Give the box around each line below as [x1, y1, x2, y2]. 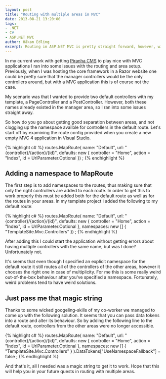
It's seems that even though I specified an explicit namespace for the [5, 259, 146, 265]
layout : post [5, 7, 32, 12]
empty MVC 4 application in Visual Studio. [5, 135, 91, 141]
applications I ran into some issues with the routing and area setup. [5, 63, 142, 69]
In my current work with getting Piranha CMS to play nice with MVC [5, 57, 142, 63]
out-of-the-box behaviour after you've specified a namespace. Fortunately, [5, 274, 158, 280]
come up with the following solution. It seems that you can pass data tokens [5, 313, 160, 319]
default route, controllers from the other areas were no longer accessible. [5, 323, 155, 329]
